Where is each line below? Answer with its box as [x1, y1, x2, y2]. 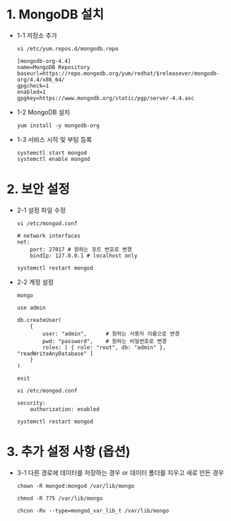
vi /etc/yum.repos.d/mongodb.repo [16, 45, 119, 52]
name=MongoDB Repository [16, 64, 90, 71]
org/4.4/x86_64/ [16, 76, 65, 83]
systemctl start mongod [16, 149, 88, 156]
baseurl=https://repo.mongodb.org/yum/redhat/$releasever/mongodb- [16, 70, 220, 77]
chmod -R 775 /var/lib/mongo [16, 495, 103, 502]
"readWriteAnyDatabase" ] [16, 350, 93, 357]
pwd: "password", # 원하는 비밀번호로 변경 [42, 337, 167, 345]
